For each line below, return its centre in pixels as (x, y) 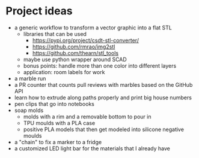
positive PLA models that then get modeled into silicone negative (104, 129)
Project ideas (39, 11)
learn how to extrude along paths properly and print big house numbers (103, 98)
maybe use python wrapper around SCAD (75, 59)
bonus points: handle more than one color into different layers (100, 66)
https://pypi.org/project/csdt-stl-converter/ (86, 40)
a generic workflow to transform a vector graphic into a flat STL (93, 28)
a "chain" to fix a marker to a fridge (58, 142)
